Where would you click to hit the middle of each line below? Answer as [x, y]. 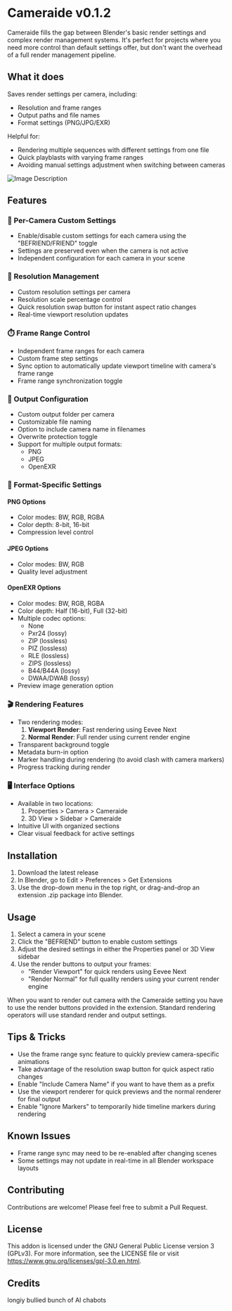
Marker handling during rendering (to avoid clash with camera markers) [121, 760]
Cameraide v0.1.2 [59, 13]
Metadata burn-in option [53, 752]
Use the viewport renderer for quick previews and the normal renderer [119, 1091]
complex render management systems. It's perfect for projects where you [114, 39]
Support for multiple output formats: [70, 444]
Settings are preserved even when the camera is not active [103, 251]
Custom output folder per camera [66, 414]
